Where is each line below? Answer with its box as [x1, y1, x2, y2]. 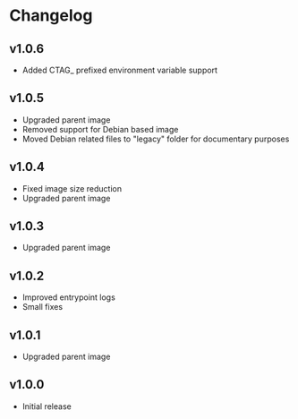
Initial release [21, 400, 72, 412]
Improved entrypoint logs [21, 292, 116, 303]
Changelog [9, 5, 93, 26]
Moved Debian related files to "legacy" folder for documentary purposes [21, 133, 290, 144]
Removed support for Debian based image [21, 124, 179, 134]
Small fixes [21, 302, 64, 312]
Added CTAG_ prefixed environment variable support [21, 64, 217, 75]
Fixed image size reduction [21, 183, 123, 193]
